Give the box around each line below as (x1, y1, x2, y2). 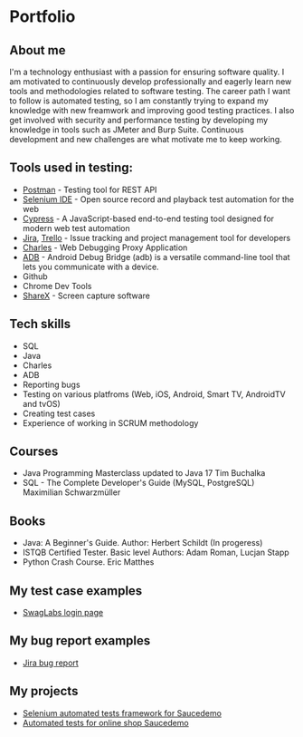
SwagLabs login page (22, 607, 104, 618)
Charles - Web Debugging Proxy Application (22, 242, 188, 253)
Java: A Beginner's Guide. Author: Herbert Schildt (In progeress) (22, 538, 263, 548)
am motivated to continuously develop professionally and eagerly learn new (9, 76, 292, 87)
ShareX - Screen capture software (22, 290, 151, 301)
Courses (9, 444, 59, 460)
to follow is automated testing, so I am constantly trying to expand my (9, 95, 269, 106)
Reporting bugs (22, 379, 80, 390)
